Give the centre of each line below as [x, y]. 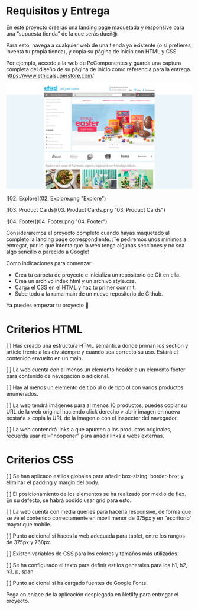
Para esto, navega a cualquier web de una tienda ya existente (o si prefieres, [99, 45]
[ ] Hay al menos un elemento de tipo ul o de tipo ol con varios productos [95, 387]
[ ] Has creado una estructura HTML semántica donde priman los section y [97, 346]
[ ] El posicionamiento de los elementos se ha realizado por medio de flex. [96, 494]
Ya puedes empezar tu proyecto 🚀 [48, 305]
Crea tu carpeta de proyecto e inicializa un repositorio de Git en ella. [98, 275]
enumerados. [22, 394]
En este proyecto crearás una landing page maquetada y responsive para [95, 27]
